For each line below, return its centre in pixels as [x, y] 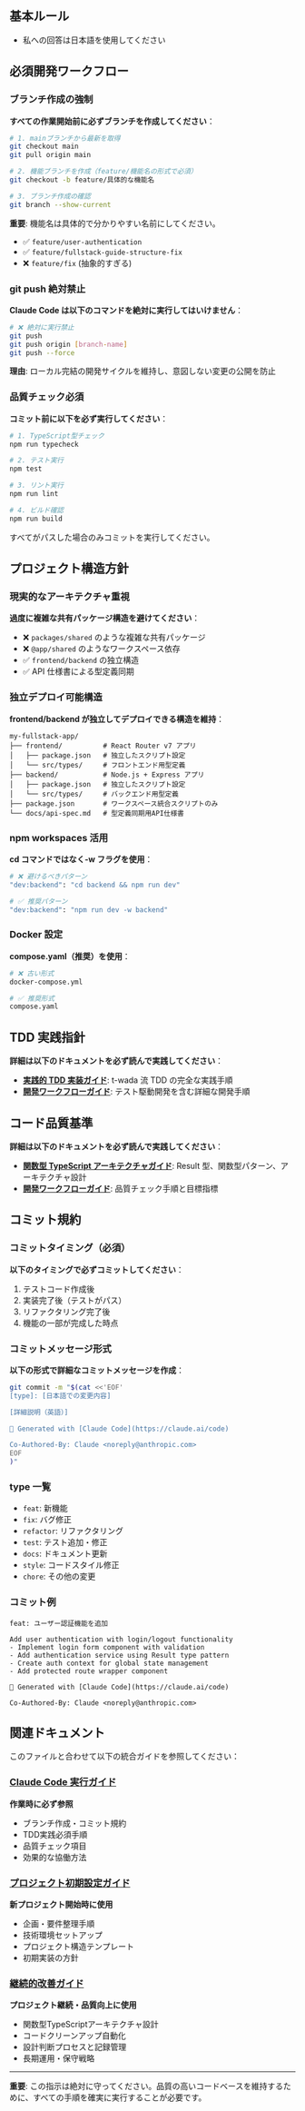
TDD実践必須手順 [55, 1834]
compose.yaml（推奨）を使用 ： [70, 956]
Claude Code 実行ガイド [63, 1782]
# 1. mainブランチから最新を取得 [65, 138]
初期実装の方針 [50, 1958]
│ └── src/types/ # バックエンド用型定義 [94, 794]
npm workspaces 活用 [59, 837]
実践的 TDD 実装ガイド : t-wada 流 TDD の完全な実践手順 [128, 1080]
